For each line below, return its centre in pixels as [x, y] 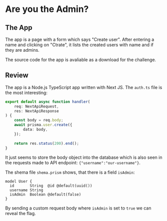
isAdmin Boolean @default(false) [45, 195]
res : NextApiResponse [36, 111]
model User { [19, 182]
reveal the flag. [21, 214]
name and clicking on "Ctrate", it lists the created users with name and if [79, 45]
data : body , [36, 130]
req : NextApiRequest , [36, 106]
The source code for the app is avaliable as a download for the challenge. [81, 60]
